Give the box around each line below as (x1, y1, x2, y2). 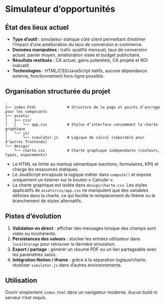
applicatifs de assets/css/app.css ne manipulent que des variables (12, 187, 149, 193)
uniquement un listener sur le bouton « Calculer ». (12, 176, 115, 182)
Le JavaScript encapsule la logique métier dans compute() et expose (12, 172, 152, 177)
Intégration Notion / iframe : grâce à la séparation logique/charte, (12, 257, 147, 262)
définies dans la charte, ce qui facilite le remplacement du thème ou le (12, 192, 156, 198)
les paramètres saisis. (12, 251, 57, 258)
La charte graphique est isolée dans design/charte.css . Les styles (12, 182, 147, 188)
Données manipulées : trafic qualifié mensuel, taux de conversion (12, 47, 147, 52)
